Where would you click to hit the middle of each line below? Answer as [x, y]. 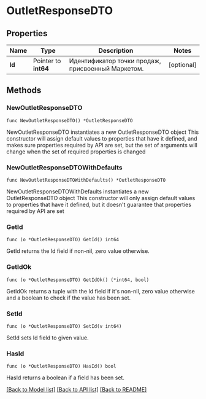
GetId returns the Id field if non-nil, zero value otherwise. [78, 251]
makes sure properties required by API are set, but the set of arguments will [102, 145]
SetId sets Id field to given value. [48, 338]
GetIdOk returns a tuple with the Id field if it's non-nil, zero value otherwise [101, 291]
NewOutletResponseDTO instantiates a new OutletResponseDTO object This [103, 132]
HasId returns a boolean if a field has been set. [65, 378]
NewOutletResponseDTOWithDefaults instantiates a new [78, 192]
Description [116, 51]
